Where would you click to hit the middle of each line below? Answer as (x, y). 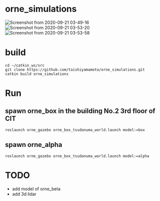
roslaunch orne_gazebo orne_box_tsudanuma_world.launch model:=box (75, 130)
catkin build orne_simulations (37, 74)
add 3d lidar (24, 194)
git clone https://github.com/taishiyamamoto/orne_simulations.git (75, 70)
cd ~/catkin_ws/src (25, 65)
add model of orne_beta (36, 189)
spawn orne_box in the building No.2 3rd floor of (80, 111)
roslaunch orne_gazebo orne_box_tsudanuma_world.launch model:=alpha (77, 156)
